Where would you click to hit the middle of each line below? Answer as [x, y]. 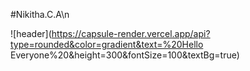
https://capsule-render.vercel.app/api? [131, 33]
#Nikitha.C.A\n [40, 14]
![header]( [31, 33]
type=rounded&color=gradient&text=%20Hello [107, 44]
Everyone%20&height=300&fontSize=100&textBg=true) [125, 55]
